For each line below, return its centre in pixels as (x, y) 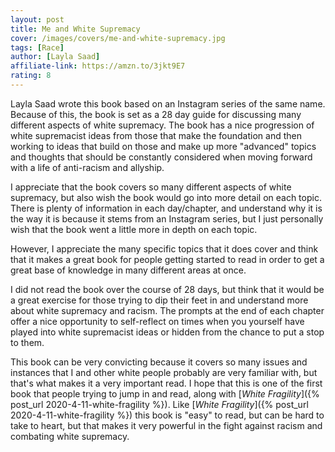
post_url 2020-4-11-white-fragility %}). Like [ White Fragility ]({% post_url (159, 404)
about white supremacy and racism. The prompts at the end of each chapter (167, 310)
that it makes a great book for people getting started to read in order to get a (167, 259)
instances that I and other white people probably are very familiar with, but (164, 372)
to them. (27, 342)
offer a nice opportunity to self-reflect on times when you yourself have (157, 321)
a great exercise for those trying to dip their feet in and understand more (159, 300)
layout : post (37, 19)
